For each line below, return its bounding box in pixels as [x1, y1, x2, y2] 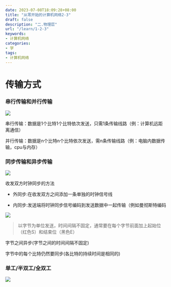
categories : [5, 41, 31, 46]
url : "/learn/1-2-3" [5, 27, 50, 32]
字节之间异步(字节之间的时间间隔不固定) [5, 240, 89, 246]
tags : [5, 50, 17, 55]
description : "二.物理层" [5, 21, 58, 27]
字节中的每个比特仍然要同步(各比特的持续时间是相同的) [5, 251, 121, 257]
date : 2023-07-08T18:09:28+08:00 [5, 7, 77, 13]
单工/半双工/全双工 [5, 264, 52, 272]
